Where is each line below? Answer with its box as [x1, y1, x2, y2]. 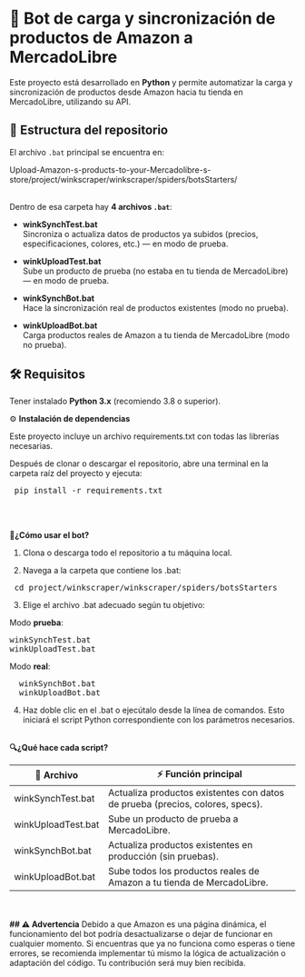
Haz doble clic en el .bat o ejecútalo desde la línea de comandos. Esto [22, 704, 285, 715]
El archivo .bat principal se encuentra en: [9, 146, 165, 157]
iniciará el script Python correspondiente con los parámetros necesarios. [22, 713, 295, 725]
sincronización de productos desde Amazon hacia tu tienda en [9, 86, 243, 97]
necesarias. [9, 440, 53, 451]
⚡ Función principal [156, 767, 242, 780]
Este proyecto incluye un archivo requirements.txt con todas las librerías [9, 431, 280, 442]
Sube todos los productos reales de [107, 864, 261, 877]
